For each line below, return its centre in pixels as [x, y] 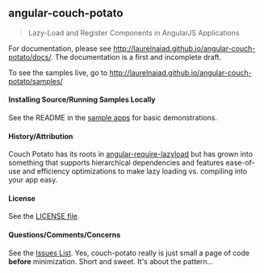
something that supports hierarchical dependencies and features [116, 163]
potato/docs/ [30, 57]
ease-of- [241, 163]
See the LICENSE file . [44, 216]
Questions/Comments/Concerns [65, 235]
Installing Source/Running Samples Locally [82, 99]
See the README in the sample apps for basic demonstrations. [113, 118]
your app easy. [33, 180]
